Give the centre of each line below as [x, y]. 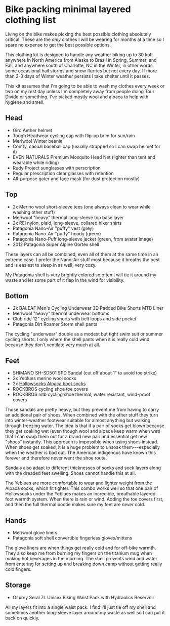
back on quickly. [22, 618]
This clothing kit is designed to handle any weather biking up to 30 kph [79, 55]
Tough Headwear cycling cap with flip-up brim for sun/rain [74, 136]
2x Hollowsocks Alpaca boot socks [49, 384]
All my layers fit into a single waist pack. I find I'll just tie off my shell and [80, 607]
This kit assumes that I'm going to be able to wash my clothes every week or [85, 86]
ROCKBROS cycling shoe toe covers [50, 389]
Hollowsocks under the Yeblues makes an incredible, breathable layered [80, 494]
